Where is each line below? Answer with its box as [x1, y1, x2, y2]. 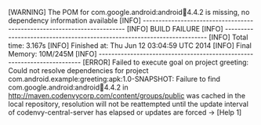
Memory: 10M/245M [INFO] [8, 50, 97, 58]
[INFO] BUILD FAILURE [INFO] [126, 24, 223, 33]
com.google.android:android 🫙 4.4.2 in [8, 83, 129, 92]
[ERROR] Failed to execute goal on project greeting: [82, 57, 249, 67]
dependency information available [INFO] [8, 16, 141, 25]
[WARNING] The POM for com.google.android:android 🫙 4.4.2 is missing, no [8, 8, 250, 17]
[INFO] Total [208, 32, 248, 42]
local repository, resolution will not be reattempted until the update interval [8, 99, 249, 108]
